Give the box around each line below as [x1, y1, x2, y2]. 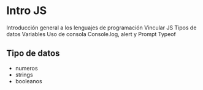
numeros [15, 64, 38, 72]
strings [15, 71, 33, 78]
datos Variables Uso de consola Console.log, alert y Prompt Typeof [6, 30, 176, 37]
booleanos [15, 77, 42, 84]
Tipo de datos [6, 48, 60, 59]
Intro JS [6, 4, 47, 18]
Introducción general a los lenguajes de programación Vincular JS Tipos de [6, 24, 197, 31]
